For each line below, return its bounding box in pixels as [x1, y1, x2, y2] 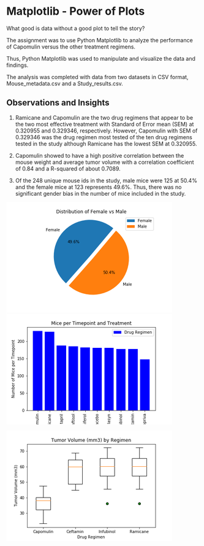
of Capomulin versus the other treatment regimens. [6, 43, 136, 50]
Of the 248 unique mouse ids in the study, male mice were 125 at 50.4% [15, 177, 198, 184]
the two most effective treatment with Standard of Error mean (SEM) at [15, 120, 194, 128]
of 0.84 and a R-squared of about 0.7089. [15, 164, 121, 172]
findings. [6, 61, 29, 69]
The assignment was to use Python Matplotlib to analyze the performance [6, 36, 193, 44]
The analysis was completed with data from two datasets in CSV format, [6, 73, 189, 80]
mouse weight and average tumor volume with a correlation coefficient [15, 158, 194, 166]
